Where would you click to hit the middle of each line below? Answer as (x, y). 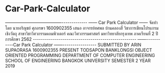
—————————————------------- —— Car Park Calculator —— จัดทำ (82, 22)
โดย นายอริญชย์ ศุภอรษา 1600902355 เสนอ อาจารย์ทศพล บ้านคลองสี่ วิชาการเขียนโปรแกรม (82, 28)
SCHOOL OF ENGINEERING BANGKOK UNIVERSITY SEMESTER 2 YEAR (78, 61)
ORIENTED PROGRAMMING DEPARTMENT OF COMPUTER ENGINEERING (80, 55)
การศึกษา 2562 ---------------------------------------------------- (71, 39)
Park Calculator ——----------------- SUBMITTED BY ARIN (82, 45)
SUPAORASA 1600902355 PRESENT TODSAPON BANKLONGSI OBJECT (79, 50)
